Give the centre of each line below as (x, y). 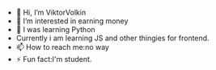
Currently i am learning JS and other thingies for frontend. (112, 38)
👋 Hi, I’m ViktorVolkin (51, 12)
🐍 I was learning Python (55, 29)
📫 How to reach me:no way (62, 47)
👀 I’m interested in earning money (72, 21)
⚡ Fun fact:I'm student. (54, 59)
